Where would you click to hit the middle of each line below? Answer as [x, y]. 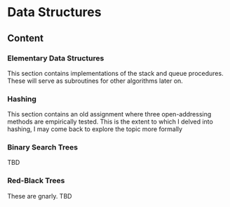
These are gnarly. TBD [40, 196]
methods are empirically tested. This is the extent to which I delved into [110, 122]
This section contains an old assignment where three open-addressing [109, 114]
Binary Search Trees [43, 147]
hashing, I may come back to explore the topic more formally [95, 129]
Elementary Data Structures [56, 58]
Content [26, 38]
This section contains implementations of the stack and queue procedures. [115, 73]
